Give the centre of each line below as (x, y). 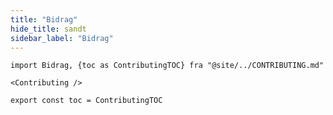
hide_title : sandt (48, 29)
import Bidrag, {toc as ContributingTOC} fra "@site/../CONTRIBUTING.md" (167, 66)
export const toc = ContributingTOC (86, 101)
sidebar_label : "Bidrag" (62, 38)
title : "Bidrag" (44, 19)
